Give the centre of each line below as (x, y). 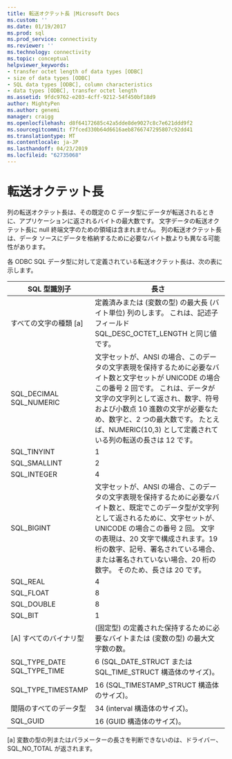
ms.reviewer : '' (30, 46)
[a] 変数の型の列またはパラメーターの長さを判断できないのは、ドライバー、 (115, 740)
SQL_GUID (28, 721)
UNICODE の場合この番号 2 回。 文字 (155, 528)
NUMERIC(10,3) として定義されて (164, 429)
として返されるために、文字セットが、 (157, 518)
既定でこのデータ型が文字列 (174, 508)
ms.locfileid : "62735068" (44, 155)
